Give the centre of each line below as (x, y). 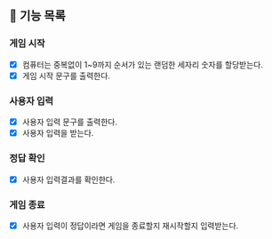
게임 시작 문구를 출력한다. (66, 76)
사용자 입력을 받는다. (58, 133)
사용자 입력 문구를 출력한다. (70, 122)
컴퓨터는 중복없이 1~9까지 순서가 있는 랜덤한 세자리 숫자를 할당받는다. (143, 64)
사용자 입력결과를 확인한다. (68, 179)
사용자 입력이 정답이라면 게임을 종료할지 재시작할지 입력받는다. (130, 226)
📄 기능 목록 (38, 16)
